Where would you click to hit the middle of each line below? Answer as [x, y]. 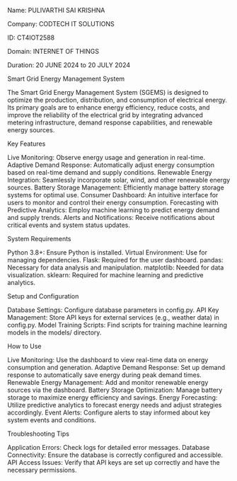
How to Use [24, 346]
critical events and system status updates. [69, 225]
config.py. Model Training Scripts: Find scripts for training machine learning [117, 325]
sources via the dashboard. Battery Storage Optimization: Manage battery [115, 390]
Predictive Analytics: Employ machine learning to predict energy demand [114, 210]
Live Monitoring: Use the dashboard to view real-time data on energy [108, 360]
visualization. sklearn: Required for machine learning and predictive [105, 275]
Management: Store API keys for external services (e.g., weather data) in [113, 317]
